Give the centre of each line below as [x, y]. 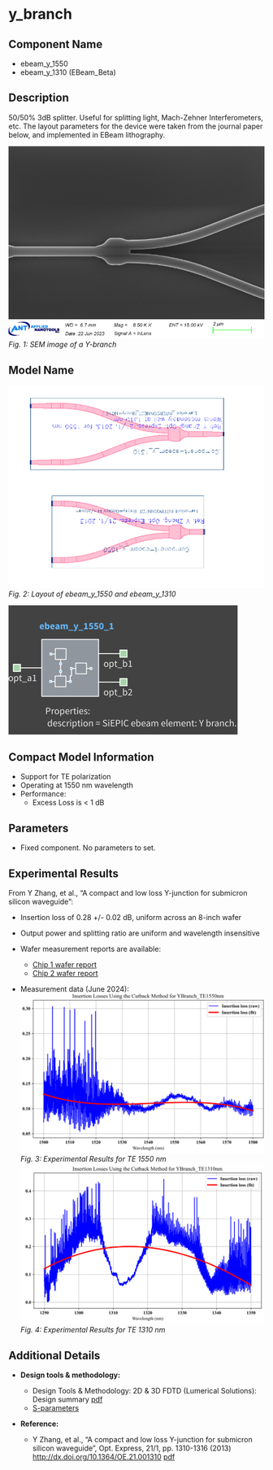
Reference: [39, 1424]
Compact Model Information [81, 757]
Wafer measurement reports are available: [90, 949]
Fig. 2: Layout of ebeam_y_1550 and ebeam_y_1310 [92, 594]
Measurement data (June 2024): [75, 989]
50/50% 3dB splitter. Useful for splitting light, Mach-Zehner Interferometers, [136, 117]
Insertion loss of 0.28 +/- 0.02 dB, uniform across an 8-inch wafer [131, 917]
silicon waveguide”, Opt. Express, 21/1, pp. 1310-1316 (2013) [132, 1448]
